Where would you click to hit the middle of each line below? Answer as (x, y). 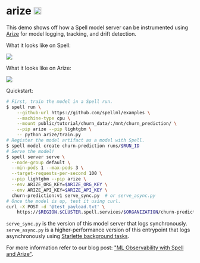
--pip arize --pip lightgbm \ (54, 129)
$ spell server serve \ (36, 157)
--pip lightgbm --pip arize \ (49, 179)
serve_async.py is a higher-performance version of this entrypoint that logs (98, 230)
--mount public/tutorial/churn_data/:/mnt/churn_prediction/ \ (97, 124)
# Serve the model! (30, 151)
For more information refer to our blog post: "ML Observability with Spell (95, 248)
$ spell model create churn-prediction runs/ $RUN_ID (73, 146)
